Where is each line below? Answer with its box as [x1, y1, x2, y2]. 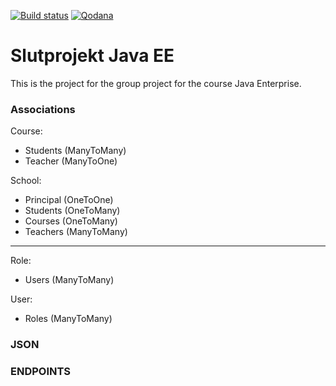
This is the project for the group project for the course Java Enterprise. [10, 77, 302, 89]
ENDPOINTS [10, 365, 72, 379]
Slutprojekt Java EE [10, 45, 175, 67]
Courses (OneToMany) [24, 215, 118, 227]
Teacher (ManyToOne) [24, 155, 118, 167]
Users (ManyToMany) [24, 274, 115, 286]
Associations [10, 102, 76, 116]
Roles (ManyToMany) [24, 313, 113, 325]
